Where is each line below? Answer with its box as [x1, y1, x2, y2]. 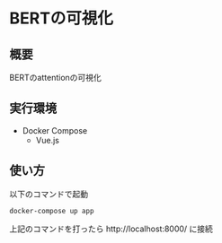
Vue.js [35, 135, 60, 145]
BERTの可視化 [9, 8, 114, 29]
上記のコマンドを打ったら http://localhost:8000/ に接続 [9, 223, 214, 234]
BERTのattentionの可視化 [9, 73, 102, 82]
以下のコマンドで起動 [9, 188, 88, 199]
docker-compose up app [9, 206, 94, 215]
